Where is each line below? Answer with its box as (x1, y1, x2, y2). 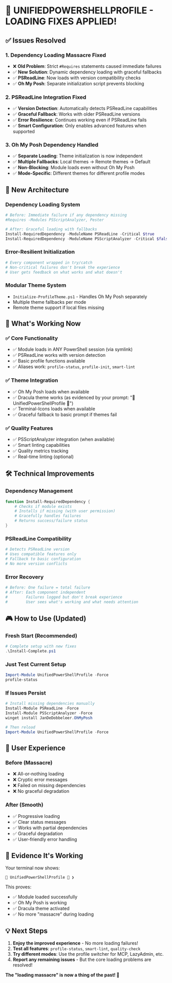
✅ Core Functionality (5, 335, 58, 342)
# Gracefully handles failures (14, 514, 81, 519)
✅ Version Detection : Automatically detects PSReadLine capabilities (12, 105, 158, 112)
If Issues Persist (5, 689, 46, 696)
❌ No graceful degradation (12, 788, 70, 794)
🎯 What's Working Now (5, 319, 81, 328)
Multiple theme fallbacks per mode (12, 299, 87, 305)
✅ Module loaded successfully (12, 894, 78, 900)
